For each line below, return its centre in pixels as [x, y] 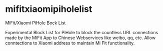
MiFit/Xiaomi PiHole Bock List [35, 23]
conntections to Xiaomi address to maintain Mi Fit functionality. [70, 43]
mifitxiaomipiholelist [49, 9]
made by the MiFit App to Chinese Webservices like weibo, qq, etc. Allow [80, 38]
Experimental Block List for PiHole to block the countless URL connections [82, 32]
